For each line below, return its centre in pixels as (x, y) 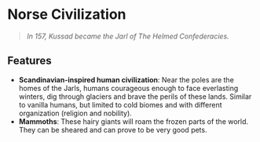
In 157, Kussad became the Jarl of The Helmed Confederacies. (128, 36)
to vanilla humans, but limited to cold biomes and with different (120, 104)
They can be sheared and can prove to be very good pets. (113, 129)
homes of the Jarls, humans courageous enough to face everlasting (128, 88)
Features (29, 61)
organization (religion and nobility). (75, 113)
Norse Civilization (67, 15)
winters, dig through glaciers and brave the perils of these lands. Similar (135, 96)
